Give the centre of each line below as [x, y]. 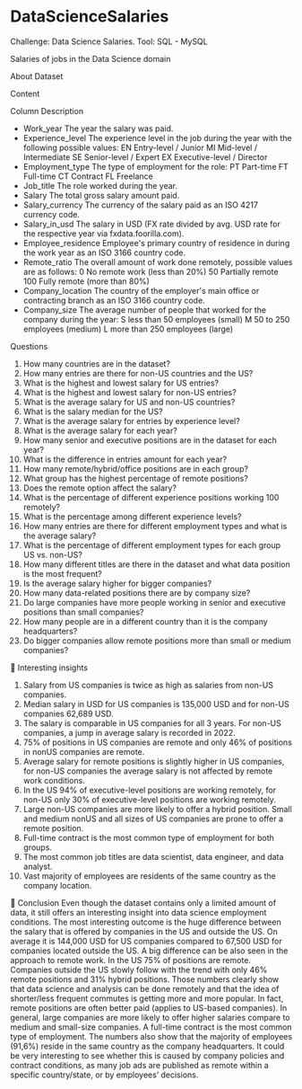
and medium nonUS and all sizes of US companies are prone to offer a [153, 819]
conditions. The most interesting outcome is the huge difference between [146, 922]
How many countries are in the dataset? [97, 363]
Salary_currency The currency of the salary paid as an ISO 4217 [141, 205]
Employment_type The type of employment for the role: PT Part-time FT [156, 166]
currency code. [51, 214]
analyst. [38, 866]
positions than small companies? [83, 612]
